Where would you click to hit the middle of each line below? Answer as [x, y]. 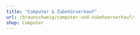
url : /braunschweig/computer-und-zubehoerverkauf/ [70, 17]
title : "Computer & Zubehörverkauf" [52, 12]
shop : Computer [25, 23]
